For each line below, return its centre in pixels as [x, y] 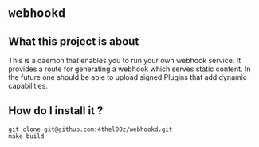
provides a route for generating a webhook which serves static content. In [129, 69]
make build [26, 136]
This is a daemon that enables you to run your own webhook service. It [125, 60]
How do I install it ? [56, 111]
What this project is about [74, 41]
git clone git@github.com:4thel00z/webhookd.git [90, 129]
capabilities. [28, 86]
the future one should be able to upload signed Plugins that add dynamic [128, 77]
